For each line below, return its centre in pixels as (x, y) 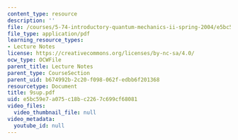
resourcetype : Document (42, 86)
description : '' (31, 21)
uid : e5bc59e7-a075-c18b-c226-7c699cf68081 (73, 100)
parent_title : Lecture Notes (50, 66)
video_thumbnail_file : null (55, 112)
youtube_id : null (39, 126)
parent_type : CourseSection (49, 73)
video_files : (27, 106)
